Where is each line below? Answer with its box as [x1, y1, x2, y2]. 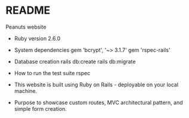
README [5, 4, 51, 17]
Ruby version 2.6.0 [14, 35, 61, 42]
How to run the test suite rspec [14, 69, 91, 76]
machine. [14, 87, 38, 94]
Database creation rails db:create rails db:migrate [14, 58, 136, 65]
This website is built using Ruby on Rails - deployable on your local [14, 81, 179, 88]
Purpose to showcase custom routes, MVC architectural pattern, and [14, 99, 183, 106]
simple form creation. [14, 105, 67, 112]
